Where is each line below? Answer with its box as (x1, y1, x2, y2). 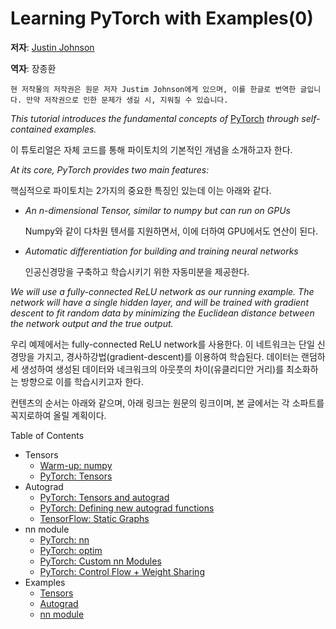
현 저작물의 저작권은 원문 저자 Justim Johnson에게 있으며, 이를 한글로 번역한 (10, 84, 297, 94)
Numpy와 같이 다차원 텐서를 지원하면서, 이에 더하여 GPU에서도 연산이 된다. (24, 225, 319, 237)
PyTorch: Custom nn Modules (39, 555, 162, 567)
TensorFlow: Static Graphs (39, 512, 150, 524)
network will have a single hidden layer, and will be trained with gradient (10, 296, 309, 308)
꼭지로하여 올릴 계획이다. (10, 409, 107, 421)
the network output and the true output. (10, 317, 174, 329)
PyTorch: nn (39, 533, 90, 546)
